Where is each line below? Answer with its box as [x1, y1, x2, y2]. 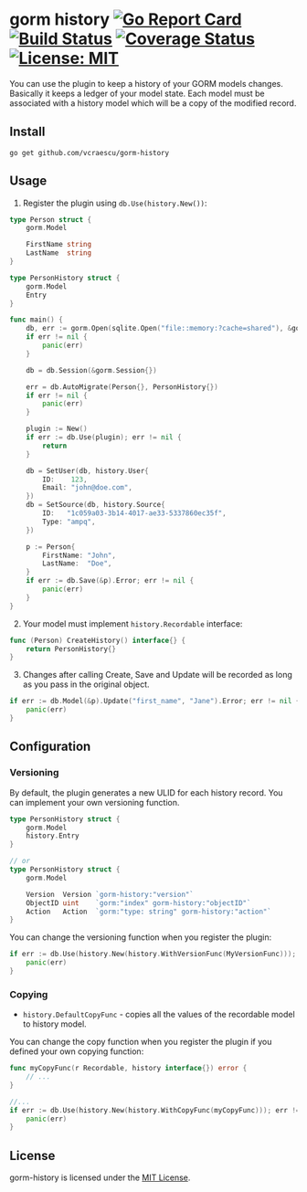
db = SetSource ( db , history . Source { [26, 501, 166, 510]
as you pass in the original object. [22, 679, 150, 690]
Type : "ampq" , [42, 517, 96, 526]
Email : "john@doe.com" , [42, 483, 132, 492]
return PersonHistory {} [26, 644, 117, 653]
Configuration [9, 739, 91, 754]
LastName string [26, 248, 92, 258]
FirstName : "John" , [42, 551, 117, 560]
